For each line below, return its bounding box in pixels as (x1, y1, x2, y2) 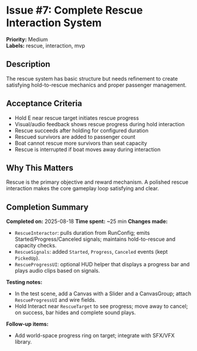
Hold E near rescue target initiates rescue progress (14, 114, 139, 122)
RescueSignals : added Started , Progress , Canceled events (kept (14, 248, 168, 256)
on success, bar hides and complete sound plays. (14, 309, 136, 316)
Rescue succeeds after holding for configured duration (14, 127, 149, 134)
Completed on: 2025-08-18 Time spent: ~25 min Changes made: (6, 218, 168, 225)
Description (6, 59, 50, 69)
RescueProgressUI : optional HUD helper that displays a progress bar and (14, 261, 190, 268)
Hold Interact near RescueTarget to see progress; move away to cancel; (14, 303, 188, 310)
